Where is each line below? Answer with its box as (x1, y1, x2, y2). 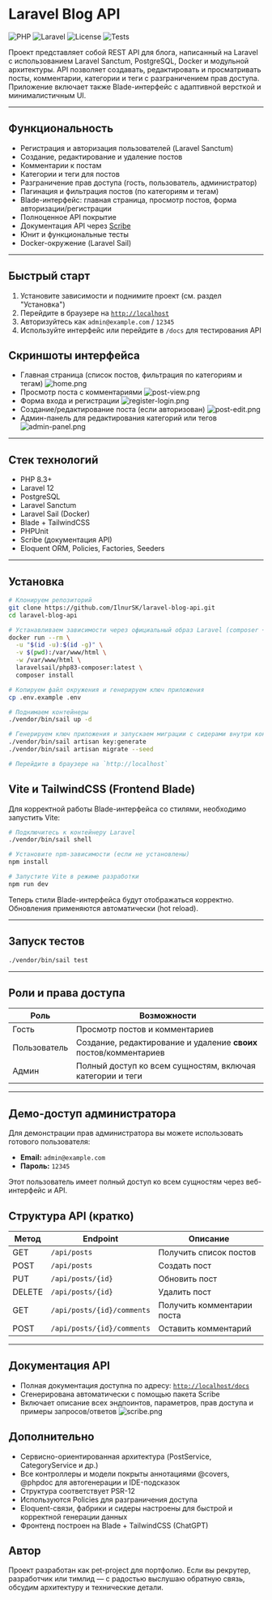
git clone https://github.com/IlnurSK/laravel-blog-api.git (8, 604, 216, 612)
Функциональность (8, 122, 114, 135)
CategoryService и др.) (19, 1460, 99, 1469)
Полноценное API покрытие (19, 212, 117, 222)
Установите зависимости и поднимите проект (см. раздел (19, 290, 223, 300)
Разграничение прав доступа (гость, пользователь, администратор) (19, 178, 257, 187)
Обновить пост (158, 1273, 217, 1284)
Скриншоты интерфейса (8, 348, 140, 362)
